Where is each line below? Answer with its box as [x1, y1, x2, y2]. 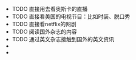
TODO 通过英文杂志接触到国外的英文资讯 [12, 36, 114, 42]
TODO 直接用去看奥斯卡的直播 [12, 5, 88, 12]
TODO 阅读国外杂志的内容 [12, 28, 77, 35]
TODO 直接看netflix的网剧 [12, 21, 77, 27]
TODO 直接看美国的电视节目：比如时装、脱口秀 [12, 13, 131, 20]
